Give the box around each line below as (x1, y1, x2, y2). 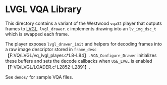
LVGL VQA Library (5, 4, 82, 15)
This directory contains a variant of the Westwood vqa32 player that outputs (5, 20, 162, 26)
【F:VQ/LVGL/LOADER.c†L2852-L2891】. (5, 64, 91, 70)
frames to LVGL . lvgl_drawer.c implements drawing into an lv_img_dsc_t (5, 25, 156, 31)
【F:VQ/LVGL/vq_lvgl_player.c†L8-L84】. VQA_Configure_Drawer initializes (5, 52, 157, 58)
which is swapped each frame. (5, 31, 69, 37)
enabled (135, 58, 152, 64)
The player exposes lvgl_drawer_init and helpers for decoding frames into (5, 40, 162, 47)
